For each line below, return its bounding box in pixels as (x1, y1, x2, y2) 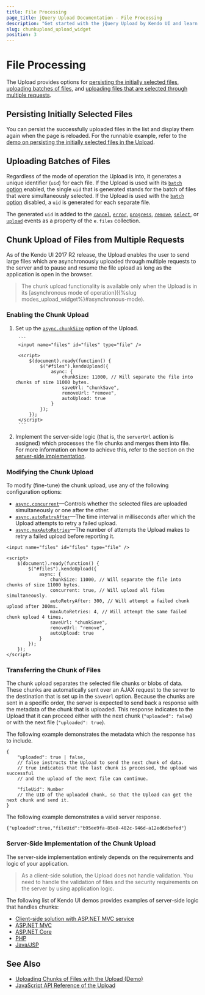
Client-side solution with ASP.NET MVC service (15, 915, 134, 922)
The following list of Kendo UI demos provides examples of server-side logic (6, 896, 199, 904)
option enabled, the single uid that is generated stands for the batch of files (6, 185, 196, 193)
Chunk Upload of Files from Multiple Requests (6, 235, 185, 245)
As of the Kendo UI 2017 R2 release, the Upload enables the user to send (6, 251, 190, 258)
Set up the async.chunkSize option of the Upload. (15, 324, 138, 331)
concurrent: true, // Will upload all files (49, 588, 165, 594)
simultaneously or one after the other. (15, 507, 110, 514)
